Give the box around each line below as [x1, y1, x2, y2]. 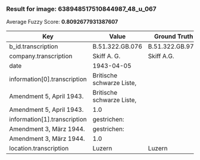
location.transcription [9, 145, 69, 153]
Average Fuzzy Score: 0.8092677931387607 [6, 18, 118, 26]
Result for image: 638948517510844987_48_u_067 [6, 5, 157, 13]
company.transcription [9, 52, 73, 61]
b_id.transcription [9, 42, 58, 51]
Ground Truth [154, 32, 193, 40]
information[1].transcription [9, 115, 87, 124]
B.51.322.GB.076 [92, 42, 143, 51]
